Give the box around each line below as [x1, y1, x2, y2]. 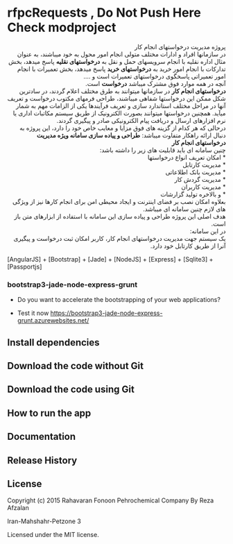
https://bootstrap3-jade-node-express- [50, 309, 163, 317]
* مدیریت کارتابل [182, 160, 226, 169]
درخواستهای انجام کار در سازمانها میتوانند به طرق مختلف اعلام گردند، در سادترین [19, 87, 226, 95]
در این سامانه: [189, 227, 226, 235]
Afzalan [7, 504, 29, 512]
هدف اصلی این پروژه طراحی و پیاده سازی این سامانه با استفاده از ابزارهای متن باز [13, 212, 226, 220]
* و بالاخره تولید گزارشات [160, 189, 226, 198]
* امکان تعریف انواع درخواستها [148, 153, 226, 161]
